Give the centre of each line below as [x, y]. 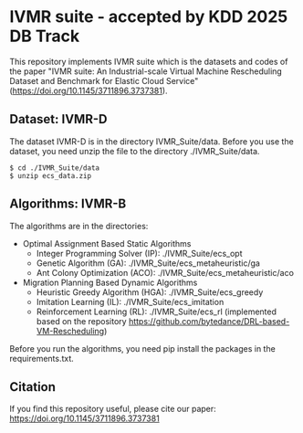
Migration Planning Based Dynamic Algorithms [110, 282]
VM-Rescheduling [70, 331]
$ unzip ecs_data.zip [51, 175]
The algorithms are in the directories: [79, 226]
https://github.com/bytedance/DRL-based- [209, 321]
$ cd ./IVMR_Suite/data [55, 168]
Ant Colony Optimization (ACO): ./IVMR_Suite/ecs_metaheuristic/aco [165, 272]
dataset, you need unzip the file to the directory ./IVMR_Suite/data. [135, 151]
